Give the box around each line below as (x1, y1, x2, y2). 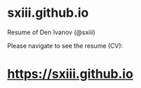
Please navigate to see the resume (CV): (7, 41, 124, 50)
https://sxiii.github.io (7, 66, 134, 82)
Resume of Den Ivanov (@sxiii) (7, 28, 96, 36)
